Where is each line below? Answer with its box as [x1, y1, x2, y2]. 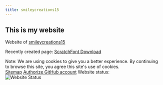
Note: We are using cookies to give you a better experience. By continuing [5, 58, 158, 64]
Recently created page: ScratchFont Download [5, 48, 101, 55]
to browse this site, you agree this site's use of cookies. [5, 63, 120, 70]
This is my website [5, 26, 65, 34]
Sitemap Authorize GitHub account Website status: [5, 69, 110, 75]
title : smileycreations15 [5, 7, 59, 12]
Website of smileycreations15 [5, 39, 65, 45]
